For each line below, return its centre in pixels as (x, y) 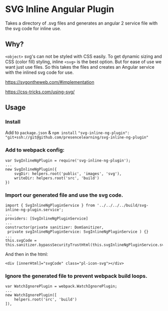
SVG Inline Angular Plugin (60, 9)
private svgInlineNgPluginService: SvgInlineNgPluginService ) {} (78, 232)
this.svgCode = (21, 241)
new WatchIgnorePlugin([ (31, 295)
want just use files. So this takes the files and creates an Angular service (80, 67)
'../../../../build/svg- (123, 206)
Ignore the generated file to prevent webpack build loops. (76, 276)
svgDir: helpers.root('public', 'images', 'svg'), (68, 174)
